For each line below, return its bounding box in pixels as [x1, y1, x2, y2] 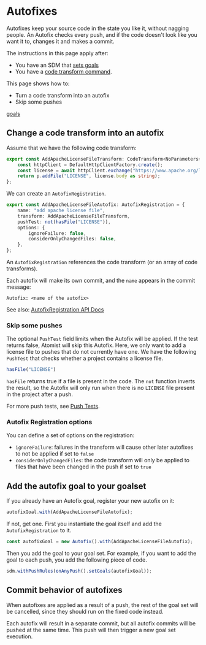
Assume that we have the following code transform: [6, 144, 137, 151]
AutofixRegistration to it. [6, 527, 72, 534]
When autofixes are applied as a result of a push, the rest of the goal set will [6, 601, 199, 608]
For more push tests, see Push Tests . [6, 403, 100, 410]
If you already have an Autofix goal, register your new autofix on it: [6, 497, 175, 505]
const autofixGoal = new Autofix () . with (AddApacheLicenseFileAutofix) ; [6, 538, 193, 545]
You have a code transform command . [15, 67, 112, 75]
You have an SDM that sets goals [15, 61, 99, 69]
